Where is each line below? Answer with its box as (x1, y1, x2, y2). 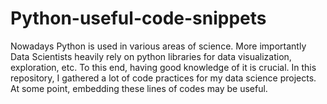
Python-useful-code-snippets (10, 7, 267, 30)
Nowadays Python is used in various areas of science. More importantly (10, 40, 307, 52)
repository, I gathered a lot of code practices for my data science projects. (10, 72, 317, 84)
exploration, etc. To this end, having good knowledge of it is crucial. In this (10, 61, 317, 73)
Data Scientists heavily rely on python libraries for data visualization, (10, 50, 292, 62)
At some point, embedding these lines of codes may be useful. (10, 82, 268, 94)
